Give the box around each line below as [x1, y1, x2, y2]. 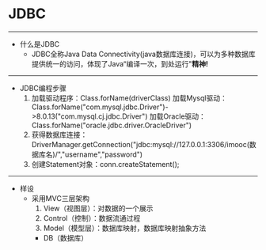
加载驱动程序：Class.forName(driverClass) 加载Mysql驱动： [31, 93, 227, 103]
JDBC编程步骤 [19, 83, 67, 93]
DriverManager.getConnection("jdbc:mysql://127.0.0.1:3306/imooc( [31, 139, 250, 149]
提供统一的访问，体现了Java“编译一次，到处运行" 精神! [31, 59, 208, 68]
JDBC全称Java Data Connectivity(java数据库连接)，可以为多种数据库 [31, 49, 256, 59]
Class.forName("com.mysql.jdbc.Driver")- [31, 102, 169, 112]
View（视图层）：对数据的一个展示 [43, 203, 154, 213]
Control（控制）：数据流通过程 [43, 213, 141, 222]
